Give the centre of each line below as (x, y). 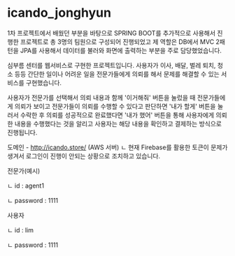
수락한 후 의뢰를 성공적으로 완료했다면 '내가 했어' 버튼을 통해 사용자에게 (117, 115)
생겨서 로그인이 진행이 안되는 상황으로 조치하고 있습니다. (84, 156)
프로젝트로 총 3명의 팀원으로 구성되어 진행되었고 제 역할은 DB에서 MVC (117, 42)
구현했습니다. (43, 82)
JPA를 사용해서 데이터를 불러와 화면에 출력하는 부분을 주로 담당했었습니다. (121, 50)
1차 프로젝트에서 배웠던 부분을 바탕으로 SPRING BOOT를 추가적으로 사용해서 (111, 33)
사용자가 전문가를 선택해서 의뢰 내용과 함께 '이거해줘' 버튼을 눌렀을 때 (101, 97)
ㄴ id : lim (20, 230)
